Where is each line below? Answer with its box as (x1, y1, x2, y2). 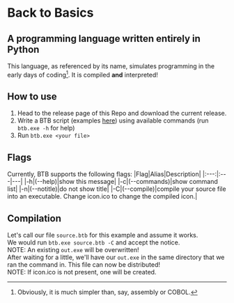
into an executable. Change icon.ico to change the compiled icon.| (7, 192, 198, 201)
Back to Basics (7, 5, 94, 21)
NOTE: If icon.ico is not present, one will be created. (7, 268, 157, 277)
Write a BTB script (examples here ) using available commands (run (17, 116, 209, 125)
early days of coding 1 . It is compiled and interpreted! (7, 70, 159, 79)
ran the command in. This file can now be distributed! (7, 261, 161, 269)
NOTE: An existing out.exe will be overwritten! (7, 246, 139, 254)
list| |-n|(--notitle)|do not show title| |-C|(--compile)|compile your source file (7, 185, 226, 193)
